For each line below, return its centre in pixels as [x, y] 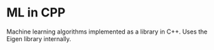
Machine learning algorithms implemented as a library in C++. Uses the [107, 32]
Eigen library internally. [39, 38]
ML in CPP [36, 13]
